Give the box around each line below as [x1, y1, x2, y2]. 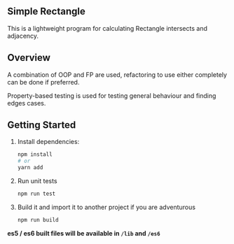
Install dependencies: [17, 138, 80, 146]
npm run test [17, 190, 56, 198]
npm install [17, 151, 53, 158]
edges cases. [7, 99, 46, 107]
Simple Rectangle [7, 6, 85, 17]
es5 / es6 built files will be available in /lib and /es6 [7, 229, 160, 237]
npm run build [17, 216, 59, 223]
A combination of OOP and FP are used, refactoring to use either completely [7, 70, 228, 79]
